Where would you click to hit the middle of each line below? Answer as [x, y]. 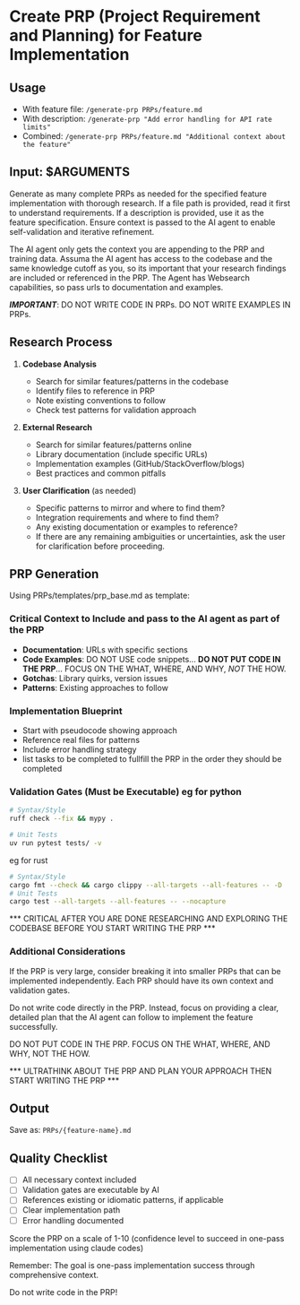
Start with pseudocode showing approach [99, 730]
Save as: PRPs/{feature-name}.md [70, 1130]
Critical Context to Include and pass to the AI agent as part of [145, 618]
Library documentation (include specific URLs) [121, 454]
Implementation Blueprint [66, 711]
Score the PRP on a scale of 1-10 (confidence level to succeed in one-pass [147, 1238]
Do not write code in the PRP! [64, 1292]
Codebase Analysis [59, 364]
